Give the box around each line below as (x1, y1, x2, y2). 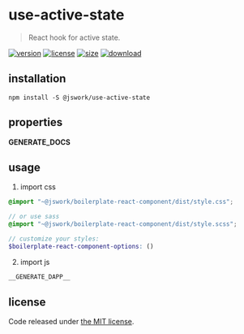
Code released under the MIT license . (8, 317, 135, 327)
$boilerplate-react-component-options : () (8, 242, 154, 250)
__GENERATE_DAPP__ (8, 272, 71, 281)
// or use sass (8, 213, 60, 221)
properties (8, 115, 63, 129)
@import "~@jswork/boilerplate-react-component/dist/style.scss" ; (8, 220, 238, 228)
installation (8, 72, 66, 86)
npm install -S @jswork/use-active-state (8, 93, 151, 102)
